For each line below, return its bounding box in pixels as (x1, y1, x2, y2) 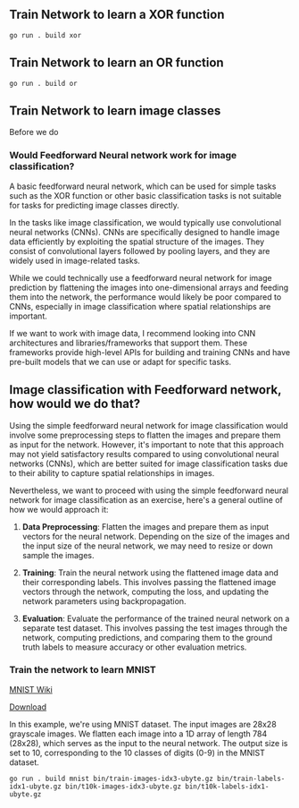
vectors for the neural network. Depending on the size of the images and (21, 531, 290, 541)
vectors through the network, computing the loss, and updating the (21, 586, 270, 597)
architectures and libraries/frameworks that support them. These (9, 337, 248, 348)
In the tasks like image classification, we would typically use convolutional (9, 217, 282, 227)
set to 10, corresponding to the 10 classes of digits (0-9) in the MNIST (9, 747, 265, 758)
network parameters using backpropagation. (21, 595, 187, 607)
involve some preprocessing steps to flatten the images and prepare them (9, 430, 281, 440)
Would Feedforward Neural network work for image (9, 149, 237, 162)
